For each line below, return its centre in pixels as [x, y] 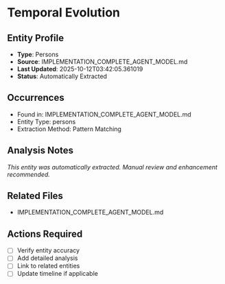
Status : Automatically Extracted [62, 76]
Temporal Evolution [63, 13]
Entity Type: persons [46, 121]
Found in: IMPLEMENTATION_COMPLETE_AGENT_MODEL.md [104, 114]
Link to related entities [48, 266]
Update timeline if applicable [57, 274]
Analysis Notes [40, 151]
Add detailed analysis [47, 258]
